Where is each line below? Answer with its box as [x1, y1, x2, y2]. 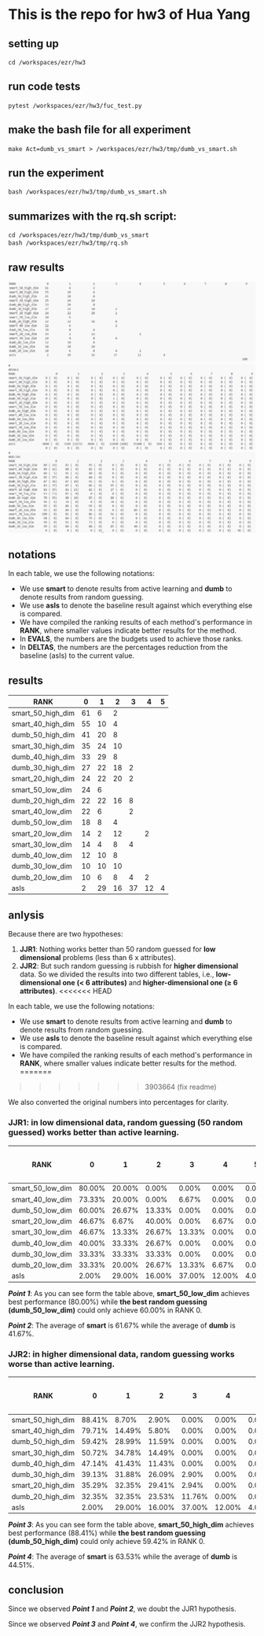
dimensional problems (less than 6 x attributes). [19, 953, 177, 962]
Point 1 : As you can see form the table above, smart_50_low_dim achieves [8, 1288, 250, 1298]
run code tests [8, 80, 81, 94]
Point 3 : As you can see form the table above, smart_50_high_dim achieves [8, 1520, 255, 1530]
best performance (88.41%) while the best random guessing [8, 1528, 206, 1538]
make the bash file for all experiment [8, 124, 191, 137]
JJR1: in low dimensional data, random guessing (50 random [8, 1117, 244, 1128]
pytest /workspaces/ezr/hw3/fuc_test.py [8, 102, 143, 109]
